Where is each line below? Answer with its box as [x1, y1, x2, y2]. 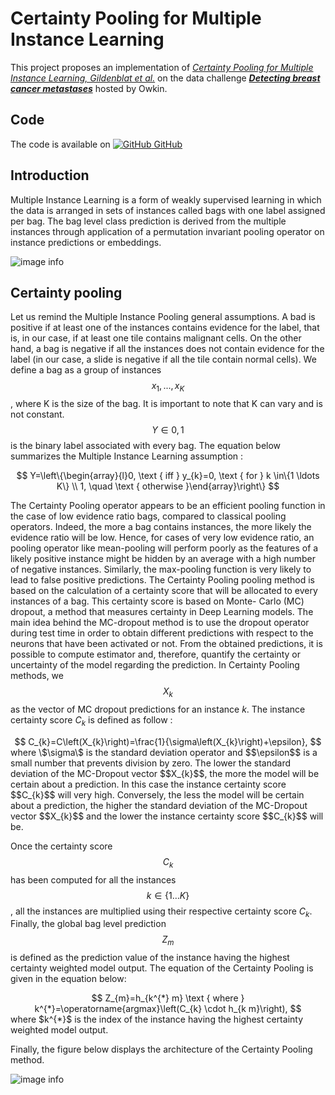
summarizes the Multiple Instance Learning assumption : [10, 450, 244, 462]
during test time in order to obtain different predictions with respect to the [10, 627, 314, 639]
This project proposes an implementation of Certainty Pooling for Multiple [10, 61, 314, 73]
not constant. [10, 408, 65, 421]
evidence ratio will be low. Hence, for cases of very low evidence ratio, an [10, 532, 315, 544]
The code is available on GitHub [10, 138, 183, 150]
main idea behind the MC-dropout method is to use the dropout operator [10, 617, 310, 629]
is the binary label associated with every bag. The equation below [10, 440, 282, 452]
